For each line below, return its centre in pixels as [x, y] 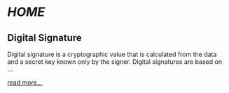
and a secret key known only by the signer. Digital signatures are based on [115, 62]
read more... [25, 83]
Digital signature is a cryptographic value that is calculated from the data [112, 54]
